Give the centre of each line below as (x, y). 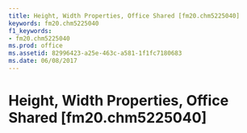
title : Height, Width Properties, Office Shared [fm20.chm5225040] (124, 16)
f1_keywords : (30, 31)
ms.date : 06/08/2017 (43, 61)
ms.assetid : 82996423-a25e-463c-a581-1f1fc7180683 (95, 53)
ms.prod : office (36, 46)
